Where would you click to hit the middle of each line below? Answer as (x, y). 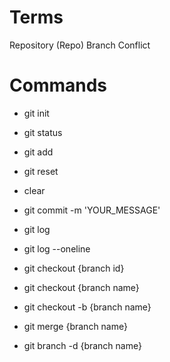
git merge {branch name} (75, 326)
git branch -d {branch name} (82, 345)
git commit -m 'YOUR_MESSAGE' (92, 210)
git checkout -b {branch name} (87, 307)
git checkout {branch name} (81, 287)
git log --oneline (57, 248)
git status (43, 132)
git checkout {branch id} (74, 268)
